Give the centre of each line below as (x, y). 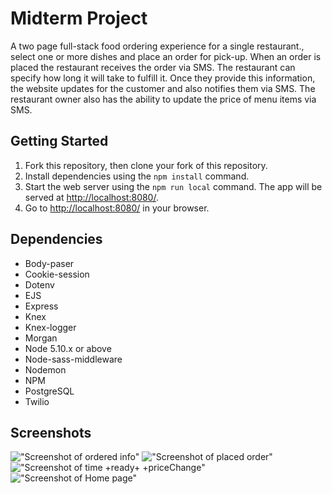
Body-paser (49, 263)
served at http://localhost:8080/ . (91, 197)
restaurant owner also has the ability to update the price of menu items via (163, 99)
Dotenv (39, 284)
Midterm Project (79, 18)
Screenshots (51, 432)
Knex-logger (50, 327)
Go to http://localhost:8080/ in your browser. (117, 208)
